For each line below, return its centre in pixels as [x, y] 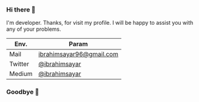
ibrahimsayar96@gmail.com [78, 54]
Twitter [19, 64]
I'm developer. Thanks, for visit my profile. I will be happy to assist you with [100, 23]
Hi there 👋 [21, 10]
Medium [21, 74]
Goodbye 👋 [23, 92]
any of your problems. [34, 29]
